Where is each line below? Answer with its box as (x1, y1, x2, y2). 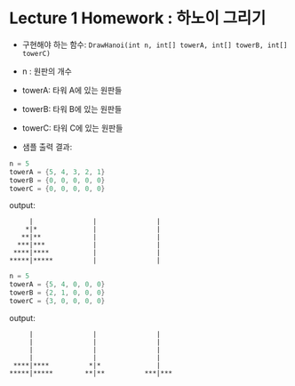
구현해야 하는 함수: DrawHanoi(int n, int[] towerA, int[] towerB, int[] (21, 39, 288, 50)
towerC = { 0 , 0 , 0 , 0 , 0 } (9, 184, 106, 193)
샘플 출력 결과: (21, 141, 73, 152)
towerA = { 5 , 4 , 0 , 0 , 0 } (9, 280, 106, 289)
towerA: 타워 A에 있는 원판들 (21, 84, 123, 95)
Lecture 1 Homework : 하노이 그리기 (9, 8, 267, 28)
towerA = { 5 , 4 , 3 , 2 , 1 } (9, 167, 106, 176)
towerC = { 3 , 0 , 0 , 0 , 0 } (9, 297, 106, 306)
